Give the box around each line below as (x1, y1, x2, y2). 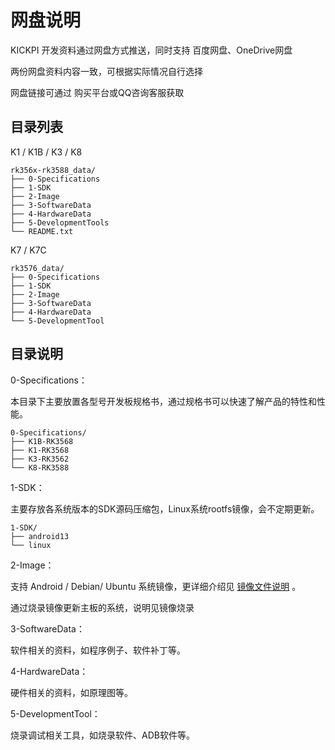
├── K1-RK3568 (10, 445, 70, 455)
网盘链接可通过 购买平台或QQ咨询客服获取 (10, 86, 185, 98)
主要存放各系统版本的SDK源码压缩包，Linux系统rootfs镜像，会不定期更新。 (10, 502, 320, 515)
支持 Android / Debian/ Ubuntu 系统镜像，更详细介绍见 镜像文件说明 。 (10, 580, 302, 592)
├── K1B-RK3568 (10, 436, 74, 446)
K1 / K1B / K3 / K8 (10, 146, 83, 158)
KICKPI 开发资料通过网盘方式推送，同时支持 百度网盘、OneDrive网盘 (10, 44, 293, 56)
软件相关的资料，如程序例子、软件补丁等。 (10, 644, 186, 656)
